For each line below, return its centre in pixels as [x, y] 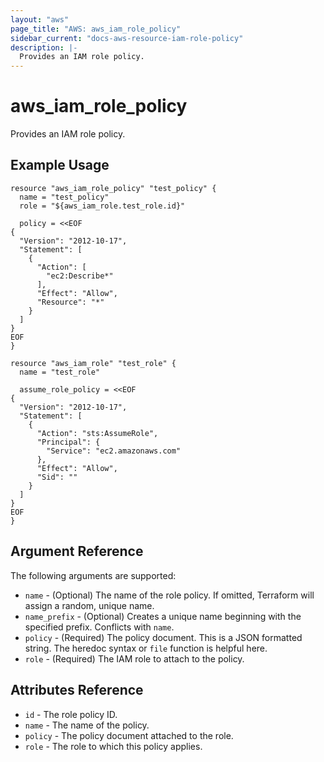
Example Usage [60, 165]
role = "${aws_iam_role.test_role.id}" [102, 206]
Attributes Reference [77, 690]
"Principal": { [68, 442]
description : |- [44, 47]
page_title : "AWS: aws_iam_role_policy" [96, 29]
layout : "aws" [40, 19]
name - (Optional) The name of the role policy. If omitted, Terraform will [169, 595]
